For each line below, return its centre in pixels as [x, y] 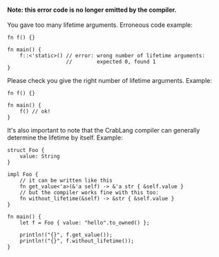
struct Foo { [26, 151]
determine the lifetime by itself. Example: [65, 137]
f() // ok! [35, 112]
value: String [40, 156]
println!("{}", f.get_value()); [66, 235]
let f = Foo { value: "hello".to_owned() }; [85, 223]
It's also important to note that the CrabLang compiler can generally [104, 131]
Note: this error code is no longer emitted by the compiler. [92, 10]
